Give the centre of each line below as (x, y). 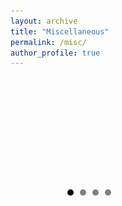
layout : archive (44, 21)
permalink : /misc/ (48, 42)
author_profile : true (55, 53)
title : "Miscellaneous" (60, 31)
